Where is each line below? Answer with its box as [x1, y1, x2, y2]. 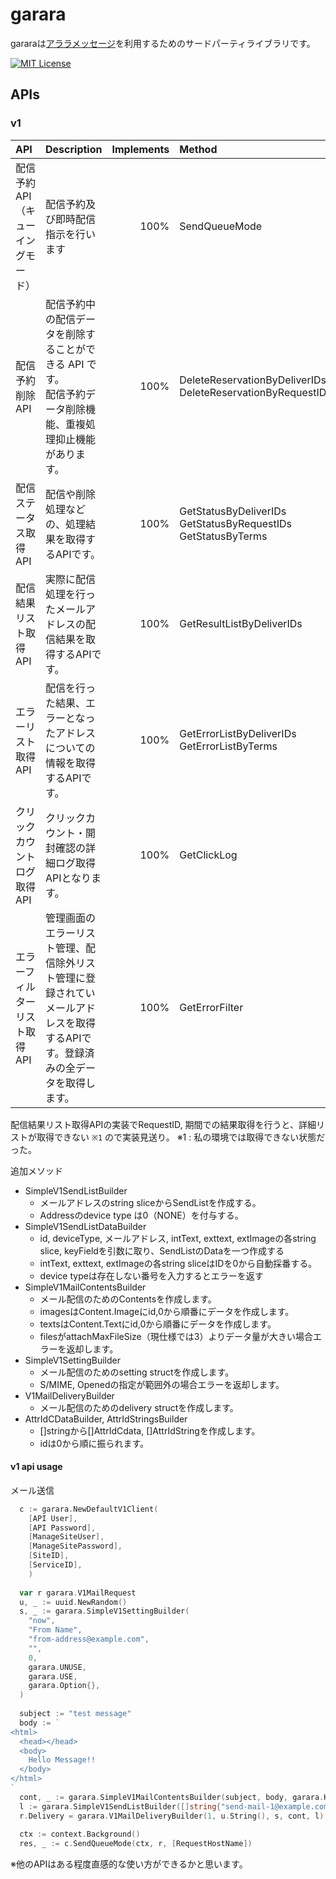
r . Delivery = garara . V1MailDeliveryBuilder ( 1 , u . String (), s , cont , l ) [19, 1811, 325, 1821]
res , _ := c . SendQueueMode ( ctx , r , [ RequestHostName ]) [19, 1839, 253, 1849]
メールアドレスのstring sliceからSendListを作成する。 [39, 1196, 262, 1208]
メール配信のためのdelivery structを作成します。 [39, 1401, 239, 1413]
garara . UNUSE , [28, 1662, 87, 1672]
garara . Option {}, [28, 1681, 101, 1691]
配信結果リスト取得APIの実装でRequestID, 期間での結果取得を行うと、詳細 [10, 1118, 317, 1130]
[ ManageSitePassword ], [28, 1541, 123, 1552]
